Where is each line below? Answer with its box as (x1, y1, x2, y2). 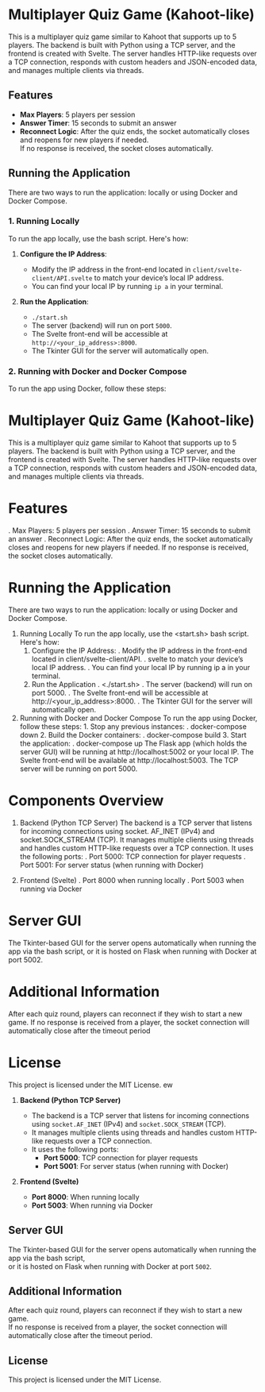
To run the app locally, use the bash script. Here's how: (8, 233, 189, 243)
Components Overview (8, 792, 164, 810)
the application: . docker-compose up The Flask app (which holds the (19, 738, 248, 748)
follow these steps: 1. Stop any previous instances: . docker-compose (19, 721, 248, 731)
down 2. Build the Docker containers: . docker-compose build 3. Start (19, 730, 247, 739)
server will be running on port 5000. (19, 764, 138, 773)
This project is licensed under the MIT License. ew (8, 1080, 173, 1089)
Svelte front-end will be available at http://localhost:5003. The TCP (19, 755, 239, 765)
